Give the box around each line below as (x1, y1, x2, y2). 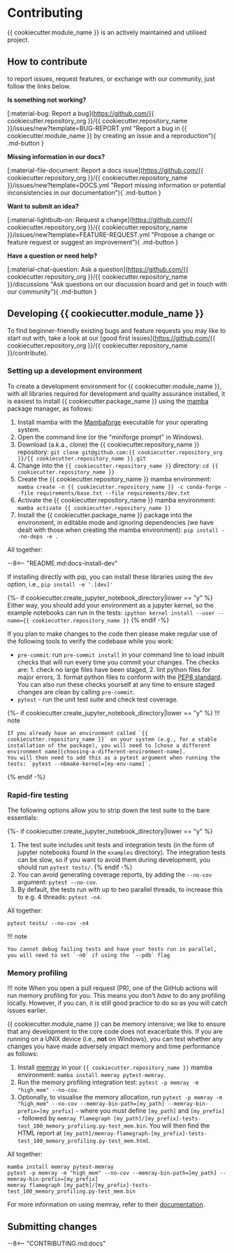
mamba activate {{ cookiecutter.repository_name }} (17, 505, 171, 512)
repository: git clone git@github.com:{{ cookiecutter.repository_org (17, 447, 223, 456)
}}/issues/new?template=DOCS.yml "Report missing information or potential (7, 181, 226, 189)
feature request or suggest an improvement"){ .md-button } (7, 238, 179, 246)
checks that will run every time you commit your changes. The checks (17, 657, 220, 666)
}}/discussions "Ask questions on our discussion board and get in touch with (7, 280, 228, 288)
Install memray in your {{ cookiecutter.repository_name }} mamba (17, 1063, 213, 1071)
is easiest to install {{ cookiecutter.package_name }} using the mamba (7, 397, 209, 405)
